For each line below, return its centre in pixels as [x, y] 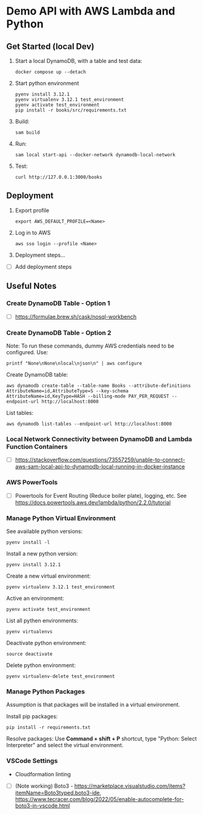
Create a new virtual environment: [48, 576]
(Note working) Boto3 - [44, 786]
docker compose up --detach [50, 72]
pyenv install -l [28, 542]
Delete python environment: [41, 665]
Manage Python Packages [46, 691]
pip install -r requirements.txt [48, 728]
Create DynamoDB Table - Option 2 [59, 332]
